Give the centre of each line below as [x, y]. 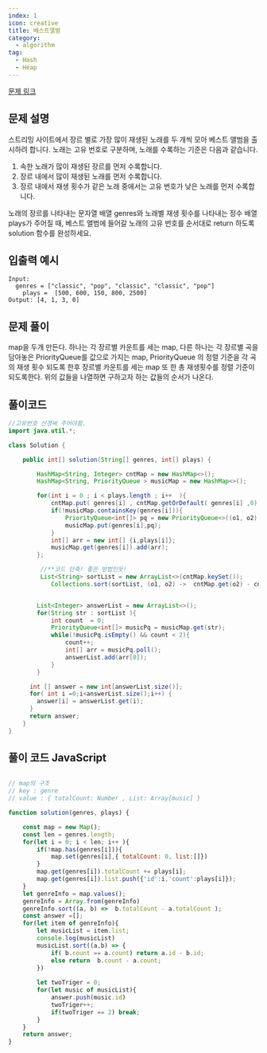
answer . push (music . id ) [88, 998]
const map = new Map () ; [62, 827]
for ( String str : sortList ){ [87, 613]
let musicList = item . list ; [83, 931]
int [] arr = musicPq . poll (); [113, 650]
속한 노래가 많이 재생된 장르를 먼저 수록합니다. [91, 166]
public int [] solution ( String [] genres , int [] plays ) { [117, 460]
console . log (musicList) [76, 938]
